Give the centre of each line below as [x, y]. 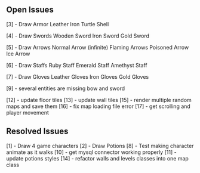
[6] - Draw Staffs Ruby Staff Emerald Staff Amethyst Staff [77, 65]
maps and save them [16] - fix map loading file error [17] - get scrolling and [99, 106]
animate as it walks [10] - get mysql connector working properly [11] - [92, 152]
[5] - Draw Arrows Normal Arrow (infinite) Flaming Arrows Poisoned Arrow [98, 47]
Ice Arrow [18, 54]
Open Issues [30, 10]
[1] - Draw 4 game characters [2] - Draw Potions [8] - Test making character [100, 146]
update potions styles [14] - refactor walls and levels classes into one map [98, 158]
